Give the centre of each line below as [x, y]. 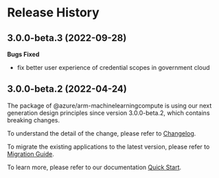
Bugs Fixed [23, 54]
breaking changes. [34, 120]
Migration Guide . [31, 154]
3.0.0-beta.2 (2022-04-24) [67, 89]
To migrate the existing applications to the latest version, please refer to [108, 147]
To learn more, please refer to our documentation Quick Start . [94, 167]
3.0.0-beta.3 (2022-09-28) [67, 38]
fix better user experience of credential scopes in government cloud [114, 67]
